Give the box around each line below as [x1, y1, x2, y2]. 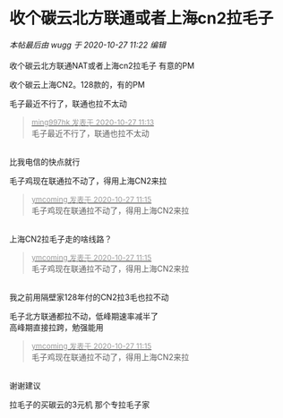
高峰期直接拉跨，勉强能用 [9, 321, 104, 332]
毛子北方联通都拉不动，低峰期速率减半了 [9, 311, 159, 321]
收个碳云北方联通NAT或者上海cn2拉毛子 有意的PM [9, 60, 195, 71]
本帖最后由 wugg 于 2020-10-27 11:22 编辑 [9, 39, 167, 50]
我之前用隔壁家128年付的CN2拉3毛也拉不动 [9, 292, 169, 303]
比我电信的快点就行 [9, 156, 81, 166]
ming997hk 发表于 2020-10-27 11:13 [30, 117, 155, 127]
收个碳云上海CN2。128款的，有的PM [9, 79, 145, 90]
